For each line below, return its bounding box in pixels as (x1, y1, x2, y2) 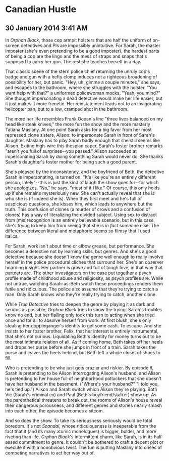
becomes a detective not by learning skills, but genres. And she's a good (5, 248, 157, 254)
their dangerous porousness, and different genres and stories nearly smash (5, 402, 162, 408)
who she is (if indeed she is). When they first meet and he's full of (5, 196, 142, 201)
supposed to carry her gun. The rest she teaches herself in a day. (5, 59, 141, 64)
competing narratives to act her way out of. (5, 450, 95, 456)
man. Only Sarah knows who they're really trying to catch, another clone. (5, 291, 157, 297)
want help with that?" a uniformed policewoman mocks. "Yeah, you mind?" (5, 90, 160, 96)
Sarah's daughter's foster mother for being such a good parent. (5, 159, 137, 165)
